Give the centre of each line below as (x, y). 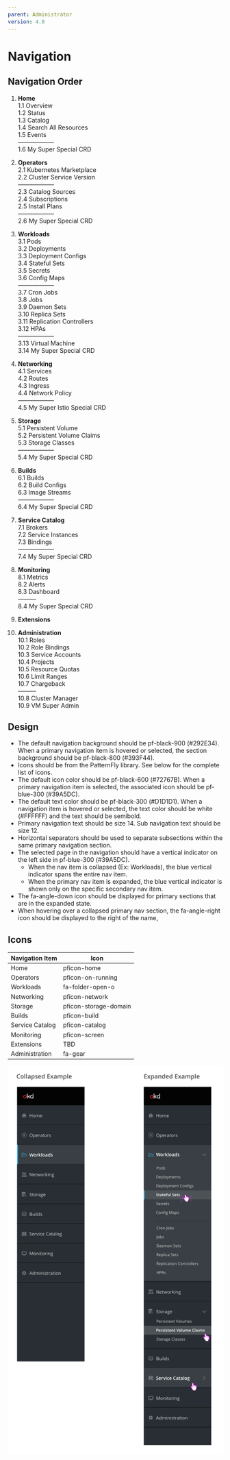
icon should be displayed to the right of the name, (88, 918)
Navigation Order (45, 82)
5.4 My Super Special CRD (55, 457)
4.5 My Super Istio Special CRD (62, 407)
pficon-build (81, 1016)
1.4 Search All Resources (53, 127)
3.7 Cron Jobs (38, 292)
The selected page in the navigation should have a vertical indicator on (117, 852)
